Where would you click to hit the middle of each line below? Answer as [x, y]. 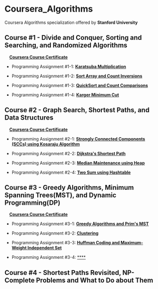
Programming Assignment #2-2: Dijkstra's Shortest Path [69, 153]
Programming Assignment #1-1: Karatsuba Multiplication [69, 66]
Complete [20, 280]
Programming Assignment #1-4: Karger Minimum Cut [65, 95]
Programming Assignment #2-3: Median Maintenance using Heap [78, 163]
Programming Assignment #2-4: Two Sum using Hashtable [71, 172]
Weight [19, 248]
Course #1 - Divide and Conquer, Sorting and [73, 38]
